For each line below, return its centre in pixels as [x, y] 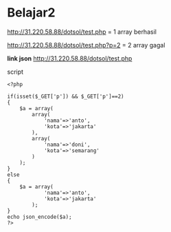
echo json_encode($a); [39, 217]
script [15, 72]
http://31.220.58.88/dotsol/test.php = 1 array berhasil [82, 32]
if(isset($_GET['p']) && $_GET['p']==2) [66, 96]
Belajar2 [31, 13]
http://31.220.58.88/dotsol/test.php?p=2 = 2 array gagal [86, 45]
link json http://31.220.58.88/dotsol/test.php [70, 58]
